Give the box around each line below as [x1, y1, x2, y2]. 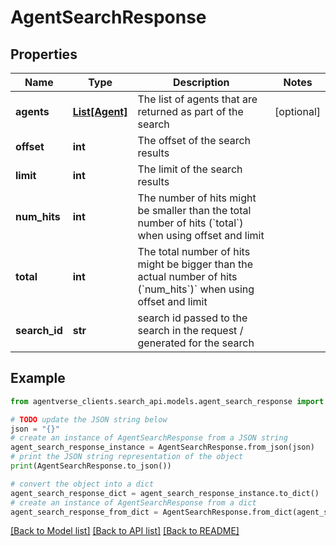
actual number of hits [137, 270, 238, 283]
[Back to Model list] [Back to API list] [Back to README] [10, 525, 240, 537]
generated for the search [137, 336, 255, 350]
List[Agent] [72, 105, 128, 118]
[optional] [274, 105, 321, 118]
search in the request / [137, 324, 244, 337]
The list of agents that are [137, 92, 258, 106]
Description [173, 76, 230, 89]
